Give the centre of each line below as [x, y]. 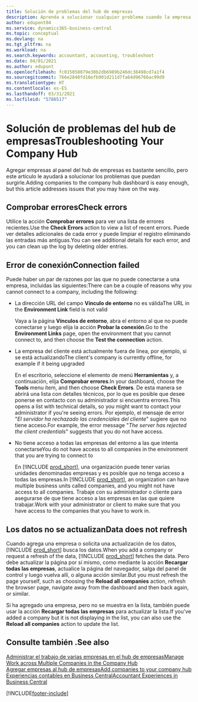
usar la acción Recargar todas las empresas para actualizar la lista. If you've [99, 611]
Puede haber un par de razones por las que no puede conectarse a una [93, 279]
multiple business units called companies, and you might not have [95, 486]
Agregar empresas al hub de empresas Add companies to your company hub [99, 669]
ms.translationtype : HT [35, 83]
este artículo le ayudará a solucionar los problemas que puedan [83, 176]
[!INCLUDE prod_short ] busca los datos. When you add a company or [90, 550]
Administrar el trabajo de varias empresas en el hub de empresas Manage [95, 657]
